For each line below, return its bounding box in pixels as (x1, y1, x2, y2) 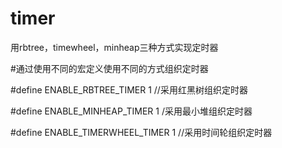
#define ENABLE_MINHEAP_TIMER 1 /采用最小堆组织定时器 (10, 105, 253, 117)
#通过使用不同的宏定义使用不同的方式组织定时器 (10, 62, 209, 74)
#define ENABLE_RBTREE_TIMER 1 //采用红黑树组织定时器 (10, 83, 248, 96)
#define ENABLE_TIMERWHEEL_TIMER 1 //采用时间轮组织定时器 (10, 126, 273, 138)
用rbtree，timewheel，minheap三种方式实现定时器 (10, 41, 219, 53)
